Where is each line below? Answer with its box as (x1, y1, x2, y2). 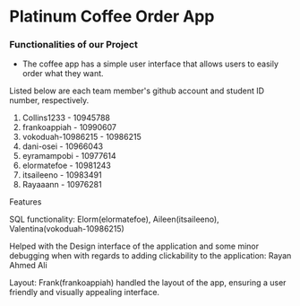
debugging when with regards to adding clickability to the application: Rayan (9, 250, 292, 261)
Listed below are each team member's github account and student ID (9, 85, 265, 96)
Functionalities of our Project (9, 39, 139, 51)
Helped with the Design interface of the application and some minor (9, 240, 260, 252)
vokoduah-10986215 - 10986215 (21, 132, 141, 143)
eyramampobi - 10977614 (21, 151, 116, 162)
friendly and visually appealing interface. (9, 287, 159, 298)
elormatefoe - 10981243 (21, 160, 112, 171)
